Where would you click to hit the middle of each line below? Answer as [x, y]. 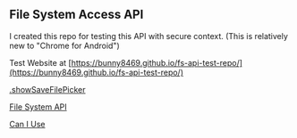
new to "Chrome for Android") [65, 45]
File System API [38, 107]
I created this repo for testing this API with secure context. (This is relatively [149, 36]
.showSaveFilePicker [48, 89]
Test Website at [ [40, 62]
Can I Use [27, 124]
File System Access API [76, 15]
